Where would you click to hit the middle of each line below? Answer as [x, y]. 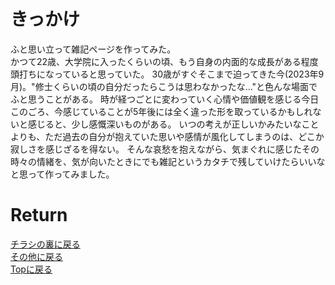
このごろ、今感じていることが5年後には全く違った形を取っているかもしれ [161, 111]
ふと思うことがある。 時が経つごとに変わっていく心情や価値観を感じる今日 [165, 99]
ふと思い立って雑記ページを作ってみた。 [93, 49]
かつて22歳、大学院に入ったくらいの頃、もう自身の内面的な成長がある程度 [164, 61]
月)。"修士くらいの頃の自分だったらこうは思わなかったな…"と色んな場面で [164, 86]
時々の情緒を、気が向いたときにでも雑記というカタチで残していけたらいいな [168, 161]
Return [39, 215]
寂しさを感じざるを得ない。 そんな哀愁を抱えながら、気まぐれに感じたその [165, 149]
